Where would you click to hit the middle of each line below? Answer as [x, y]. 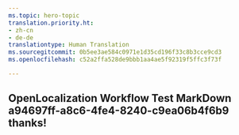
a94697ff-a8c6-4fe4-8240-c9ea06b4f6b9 [119, 111]
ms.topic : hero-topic [44, 15]
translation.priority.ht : [51, 23]
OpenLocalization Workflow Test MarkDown [120, 98]
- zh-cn [21, 30]
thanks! [28, 123]
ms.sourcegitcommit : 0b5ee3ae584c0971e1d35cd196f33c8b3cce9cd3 [115, 52]
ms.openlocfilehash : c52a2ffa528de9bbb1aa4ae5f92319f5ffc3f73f [115, 60]
